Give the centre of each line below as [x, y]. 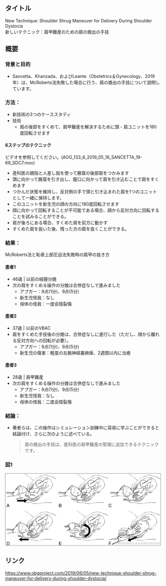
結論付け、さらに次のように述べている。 [53, 434]
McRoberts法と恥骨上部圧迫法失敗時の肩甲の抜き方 [57, 255]
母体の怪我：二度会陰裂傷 [46, 402]
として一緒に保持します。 [38, 198]
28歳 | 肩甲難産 [28, 377]
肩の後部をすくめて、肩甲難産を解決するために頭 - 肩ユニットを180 [88, 127]
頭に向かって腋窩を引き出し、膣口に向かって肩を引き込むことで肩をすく [85, 179]
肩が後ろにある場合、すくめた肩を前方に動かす [60, 223]
